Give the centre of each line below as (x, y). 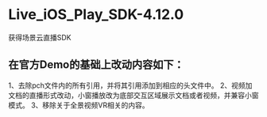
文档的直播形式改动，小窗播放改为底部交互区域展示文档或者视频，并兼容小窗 (133, 95)
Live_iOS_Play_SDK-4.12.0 (96, 15)
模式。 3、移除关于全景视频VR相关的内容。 (79, 105)
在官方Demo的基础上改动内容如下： (96, 65)
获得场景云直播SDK (40, 37)
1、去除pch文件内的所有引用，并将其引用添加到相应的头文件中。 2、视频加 (130, 85)
